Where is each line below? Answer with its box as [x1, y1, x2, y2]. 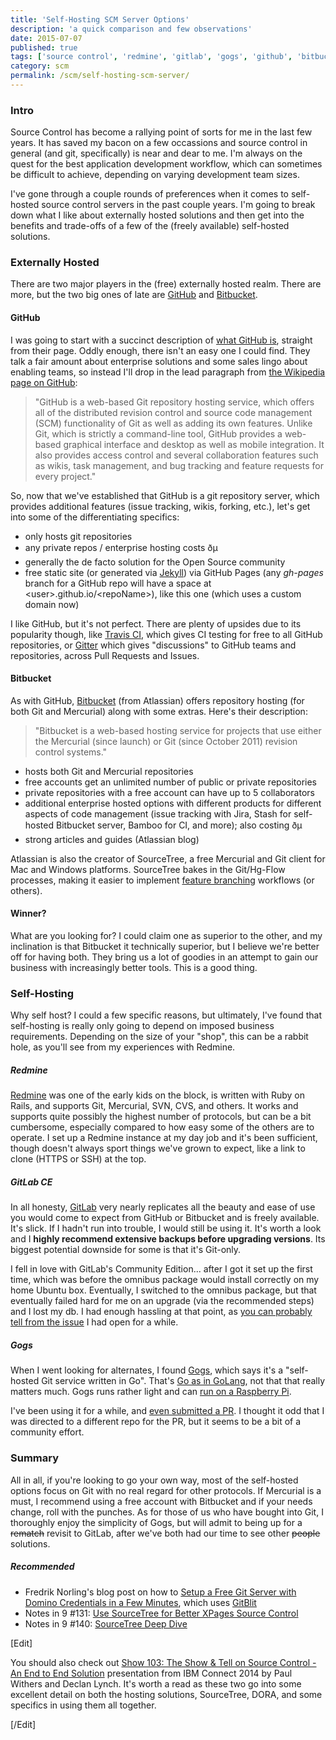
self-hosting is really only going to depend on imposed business [10, 1020, 275, 1032]
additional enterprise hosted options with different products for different [24, 797, 322, 809]
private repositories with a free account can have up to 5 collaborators [24, 786, 315, 798]
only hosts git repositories [24, 530, 133, 542]
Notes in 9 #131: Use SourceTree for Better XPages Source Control [24, 1607, 299, 1619]
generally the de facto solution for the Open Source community [24, 556, 286, 568]
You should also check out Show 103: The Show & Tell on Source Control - [10, 1656, 317, 1668]
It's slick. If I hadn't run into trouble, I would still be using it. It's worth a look [10, 1222, 322, 1235]
